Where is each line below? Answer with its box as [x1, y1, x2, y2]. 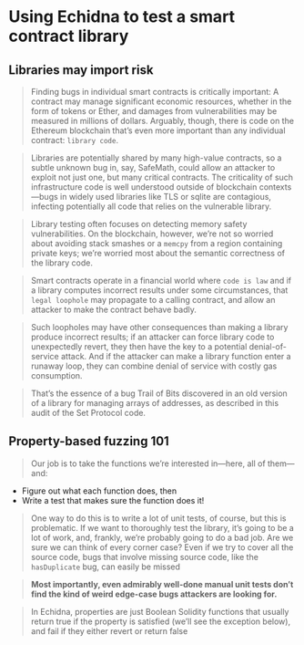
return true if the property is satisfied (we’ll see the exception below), [30, 616, 291, 627]
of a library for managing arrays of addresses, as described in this [30, 398, 279, 408]
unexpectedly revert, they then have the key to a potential [30, 341, 248, 352]
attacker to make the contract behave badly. [30, 304, 197, 315]
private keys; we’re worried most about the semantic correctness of [30, 248, 286, 258]
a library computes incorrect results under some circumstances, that [30, 285, 289, 296]
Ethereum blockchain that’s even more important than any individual [30, 125, 286, 136]
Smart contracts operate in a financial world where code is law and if [30, 276, 292, 286]
